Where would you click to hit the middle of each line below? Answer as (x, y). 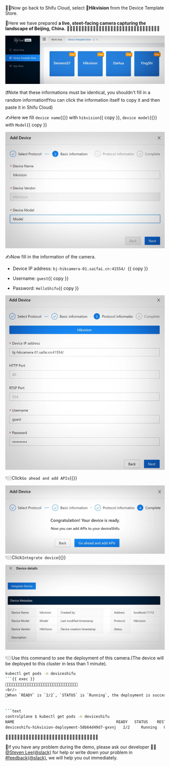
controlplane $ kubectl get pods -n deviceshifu (57, 717)
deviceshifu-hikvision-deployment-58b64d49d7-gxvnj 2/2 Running (81, 727)
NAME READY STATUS (77, 722)
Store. (12, 13)
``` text (13, 711)
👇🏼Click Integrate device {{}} (36, 557)
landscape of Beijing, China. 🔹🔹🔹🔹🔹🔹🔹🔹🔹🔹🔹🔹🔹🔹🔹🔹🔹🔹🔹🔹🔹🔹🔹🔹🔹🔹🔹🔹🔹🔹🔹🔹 (83, 28)
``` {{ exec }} (20, 679)
